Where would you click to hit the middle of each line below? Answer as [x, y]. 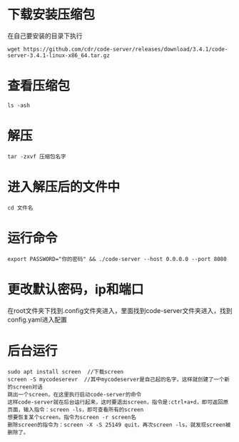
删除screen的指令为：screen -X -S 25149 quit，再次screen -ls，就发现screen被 [119, 425]
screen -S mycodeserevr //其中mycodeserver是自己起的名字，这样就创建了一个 [116, 379]
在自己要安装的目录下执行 [45, 36]
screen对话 [27, 387]
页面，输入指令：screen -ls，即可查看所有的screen [76, 410]
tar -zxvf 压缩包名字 [37, 156]
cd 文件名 [20, 207]
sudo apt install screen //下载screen [66, 371]
